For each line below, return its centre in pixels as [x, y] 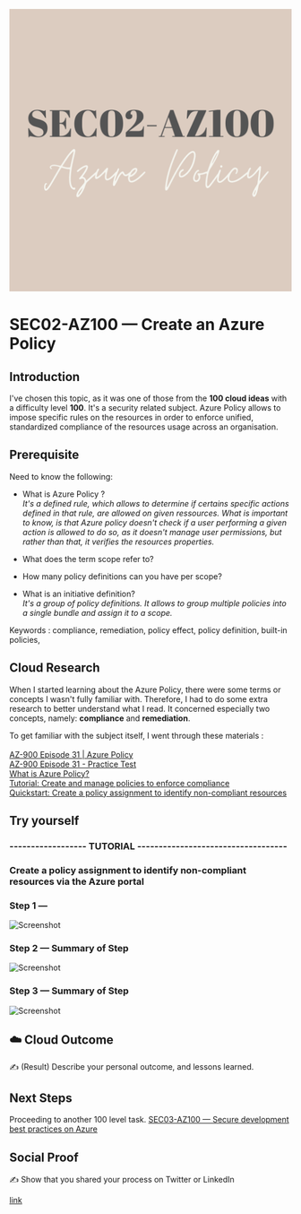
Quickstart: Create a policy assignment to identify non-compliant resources [148, 793]
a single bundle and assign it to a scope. [97, 612]
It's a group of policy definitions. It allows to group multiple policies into [154, 603]
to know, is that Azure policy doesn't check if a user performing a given [155, 522]
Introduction [45, 377]
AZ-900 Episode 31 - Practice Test [73, 764]
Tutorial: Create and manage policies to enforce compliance [120, 783]
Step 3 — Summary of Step [69, 991]
